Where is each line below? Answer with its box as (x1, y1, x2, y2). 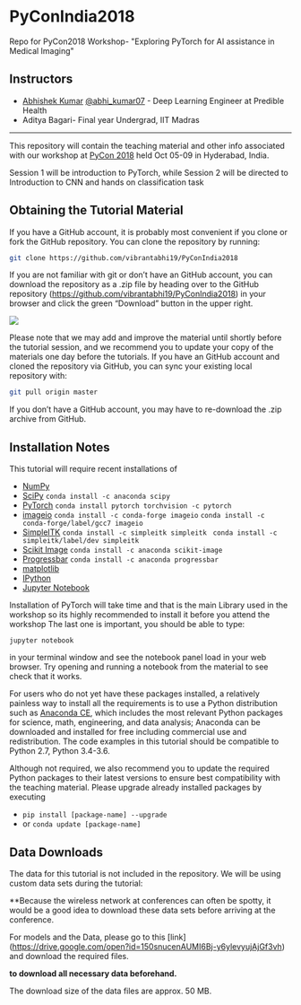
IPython (21, 572, 52, 584)
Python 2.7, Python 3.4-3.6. (9, 746, 110, 756)
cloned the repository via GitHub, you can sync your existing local (9, 361, 253, 371)
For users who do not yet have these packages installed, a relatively (9, 688, 260, 699)
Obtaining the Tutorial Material (9, 203, 184, 218)
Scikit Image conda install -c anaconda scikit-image (21, 545, 223, 555)
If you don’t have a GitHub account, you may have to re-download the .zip (9, 404, 282, 415)
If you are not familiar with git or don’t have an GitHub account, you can (9, 269, 273, 280)
